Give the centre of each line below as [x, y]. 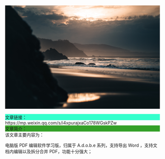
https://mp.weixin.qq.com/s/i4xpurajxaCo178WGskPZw [61, 123]
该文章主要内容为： [25, 135]
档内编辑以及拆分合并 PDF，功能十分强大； [49, 151]
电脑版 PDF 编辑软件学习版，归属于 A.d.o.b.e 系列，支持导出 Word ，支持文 [81, 145]
